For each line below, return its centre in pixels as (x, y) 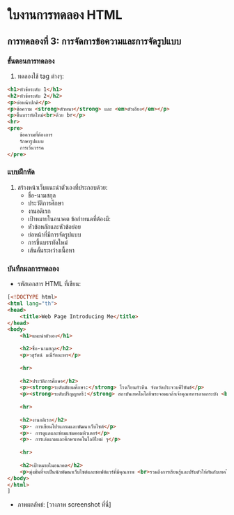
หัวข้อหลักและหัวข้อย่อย (54, 226)
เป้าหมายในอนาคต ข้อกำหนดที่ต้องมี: (69, 218)
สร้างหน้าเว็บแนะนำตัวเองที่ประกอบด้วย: (62, 187)
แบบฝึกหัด (21, 172)
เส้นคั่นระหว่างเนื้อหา (51, 250)
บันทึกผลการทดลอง (33, 269)
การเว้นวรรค (32, 148)
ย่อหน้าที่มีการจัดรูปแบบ (54, 234)
